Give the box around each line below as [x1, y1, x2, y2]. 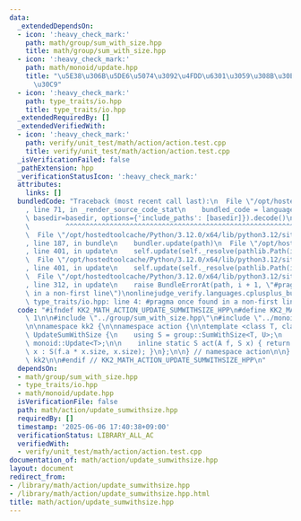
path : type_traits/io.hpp [25, 96, 123, 106]
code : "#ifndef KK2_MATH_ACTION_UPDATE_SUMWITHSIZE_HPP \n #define [17, 305, 267, 314]
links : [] [25, 189, 63, 198]
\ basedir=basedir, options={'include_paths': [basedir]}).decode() [25, 213, 287, 223]
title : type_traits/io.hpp [25, 105, 126, 114]
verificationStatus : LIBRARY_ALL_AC [17, 430, 154, 440]
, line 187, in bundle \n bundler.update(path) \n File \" [25, 239, 258, 248]
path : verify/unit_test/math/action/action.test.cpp [25, 138, 227, 147]
